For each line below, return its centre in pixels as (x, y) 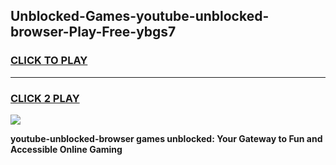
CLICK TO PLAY (49, 61)
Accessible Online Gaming (66, 149)
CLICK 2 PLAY (45, 98)
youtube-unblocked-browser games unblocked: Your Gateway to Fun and (166, 138)
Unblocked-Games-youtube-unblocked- (140, 16)
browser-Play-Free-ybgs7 (93, 32)
